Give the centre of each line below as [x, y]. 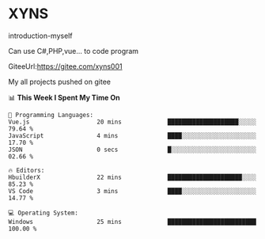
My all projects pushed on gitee [59, 82]
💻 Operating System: [44, 213]
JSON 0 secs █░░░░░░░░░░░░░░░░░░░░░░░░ [132, 150]
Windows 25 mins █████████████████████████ [132, 222]
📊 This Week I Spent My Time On [64, 97]
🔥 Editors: [26, 170]
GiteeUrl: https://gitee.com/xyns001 [65, 66]
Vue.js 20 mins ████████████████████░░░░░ [132, 122]
